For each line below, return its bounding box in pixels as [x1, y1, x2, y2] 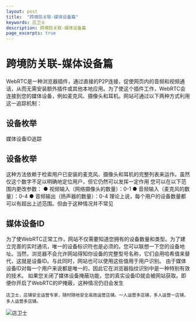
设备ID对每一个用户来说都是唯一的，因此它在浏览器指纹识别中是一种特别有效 [6, 265, 190, 272]
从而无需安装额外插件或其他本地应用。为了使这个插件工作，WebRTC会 [16, 85, 185, 93]
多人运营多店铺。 [6, 298, 41, 304]
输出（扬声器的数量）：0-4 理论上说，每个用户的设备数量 [45, 193, 181, 200]
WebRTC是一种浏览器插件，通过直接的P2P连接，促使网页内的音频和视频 [6, 78, 180, 85]
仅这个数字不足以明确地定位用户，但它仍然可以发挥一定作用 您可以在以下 [6, 178, 181, 185]
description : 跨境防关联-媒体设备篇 [6, 25, 86, 31]
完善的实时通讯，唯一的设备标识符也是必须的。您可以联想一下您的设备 [10, 242, 180, 249]
